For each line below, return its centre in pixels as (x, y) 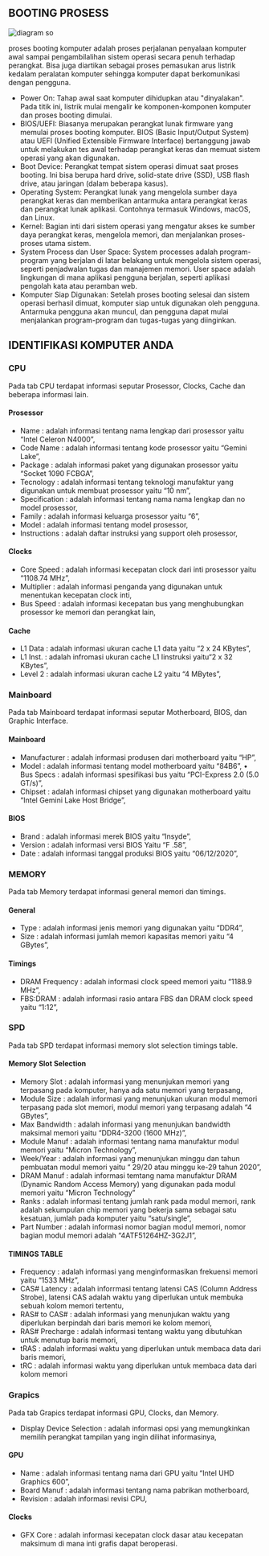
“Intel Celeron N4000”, (57, 439)
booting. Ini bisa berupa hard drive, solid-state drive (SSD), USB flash (134, 174)
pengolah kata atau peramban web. (79, 285)
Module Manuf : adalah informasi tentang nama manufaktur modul (129, 1142)
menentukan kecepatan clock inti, (76, 595)
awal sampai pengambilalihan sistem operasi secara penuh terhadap (122, 56)
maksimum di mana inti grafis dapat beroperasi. (99, 1543)
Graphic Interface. (38, 721)
